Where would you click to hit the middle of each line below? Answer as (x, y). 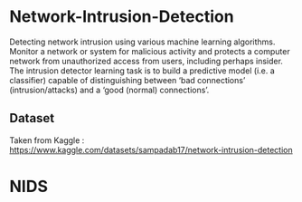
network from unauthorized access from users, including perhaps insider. (146, 61)
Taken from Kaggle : (47, 140)
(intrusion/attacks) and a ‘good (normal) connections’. (109, 90)
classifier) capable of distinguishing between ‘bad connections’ (127, 80)
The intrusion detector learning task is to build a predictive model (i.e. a (142, 71)
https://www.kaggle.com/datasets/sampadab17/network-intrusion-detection (151, 149)
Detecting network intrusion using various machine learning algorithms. (142, 42)
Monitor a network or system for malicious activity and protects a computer (150, 51)
